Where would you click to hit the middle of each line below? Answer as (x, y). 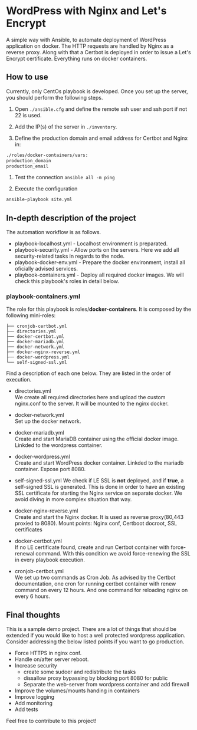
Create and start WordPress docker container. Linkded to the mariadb (99, 463)
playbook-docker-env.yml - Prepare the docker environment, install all (100, 262)
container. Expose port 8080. (50, 469)
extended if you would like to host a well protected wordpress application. (96, 636)
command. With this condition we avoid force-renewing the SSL (113, 554)
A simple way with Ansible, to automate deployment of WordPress (86, 40)
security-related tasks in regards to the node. (70, 256)
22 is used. (28, 115)
